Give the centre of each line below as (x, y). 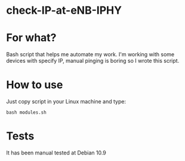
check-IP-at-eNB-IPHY (64, 10)
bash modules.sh (26, 113)
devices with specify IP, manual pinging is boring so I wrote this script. (93, 61)
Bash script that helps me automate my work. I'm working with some (90, 54)
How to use (35, 85)
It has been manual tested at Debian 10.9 (56, 153)
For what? (31, 38)
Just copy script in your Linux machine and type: (66, 102)
